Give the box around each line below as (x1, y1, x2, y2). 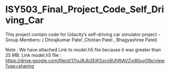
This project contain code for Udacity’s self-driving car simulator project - (5, 31, 161, 37)
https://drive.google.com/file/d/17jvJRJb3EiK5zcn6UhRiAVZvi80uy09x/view (5, 57, 165, 63)
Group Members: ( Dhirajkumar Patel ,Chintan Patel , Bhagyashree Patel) (5, 37, 157, 43)
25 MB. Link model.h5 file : (5, 52, 62, 58)
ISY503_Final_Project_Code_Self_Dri (5, 4, 164, 15)
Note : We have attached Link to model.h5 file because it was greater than (5, 46, 161, 53)
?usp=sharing (5, 63, 34, 69)
